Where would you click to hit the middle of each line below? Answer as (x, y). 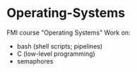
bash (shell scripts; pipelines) (60, 46)
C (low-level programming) (56, 54)
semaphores (35, 61)
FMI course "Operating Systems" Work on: (69, 32)
